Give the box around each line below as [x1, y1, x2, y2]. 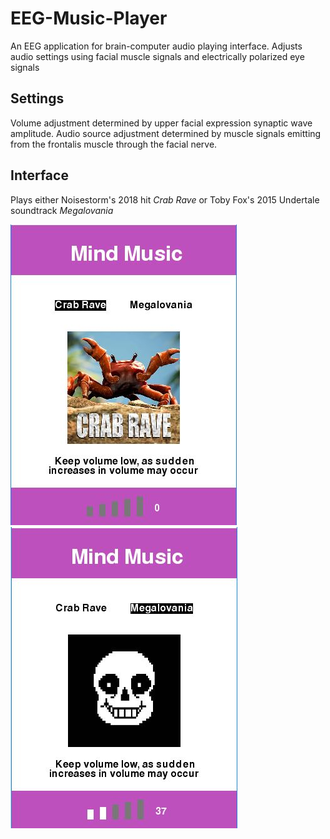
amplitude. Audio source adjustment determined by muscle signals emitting [10, 127, 322, 139]
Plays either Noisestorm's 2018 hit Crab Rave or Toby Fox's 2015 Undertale [10, 193, 320, 206]
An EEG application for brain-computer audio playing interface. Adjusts [10, 40, 303, 52]
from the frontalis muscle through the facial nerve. [10, 138, 218, 150]
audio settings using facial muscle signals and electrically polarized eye [10, 50, 305, 62]
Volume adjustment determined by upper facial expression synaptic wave [10, 117, 313, 129]
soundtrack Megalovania [10, 204, 114, 216]
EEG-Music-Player [10, 7, 168, 30]
